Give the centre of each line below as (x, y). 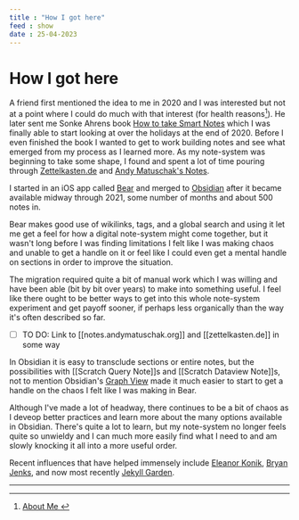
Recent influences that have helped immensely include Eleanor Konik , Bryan (149, 463)
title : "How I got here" (57, 17)
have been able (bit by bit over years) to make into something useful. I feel (145, 289)
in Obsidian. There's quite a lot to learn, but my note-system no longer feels (148, 427)
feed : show (31, 26)
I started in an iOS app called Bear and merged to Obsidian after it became (145, 187)
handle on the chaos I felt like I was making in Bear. (103, 391)
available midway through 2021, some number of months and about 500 (141, 197)
